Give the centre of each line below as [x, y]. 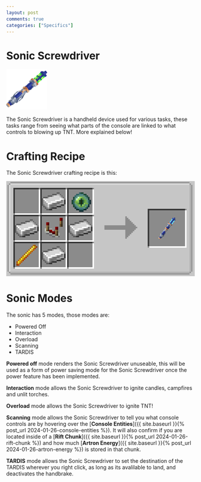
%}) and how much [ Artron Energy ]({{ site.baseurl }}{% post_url [112, 442]
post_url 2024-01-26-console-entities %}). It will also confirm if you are [94, 430]
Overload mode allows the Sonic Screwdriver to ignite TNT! [80, 406]
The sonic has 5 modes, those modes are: [58, 315]
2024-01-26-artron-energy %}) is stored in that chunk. [74, 449]
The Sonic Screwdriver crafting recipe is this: [62, 173]
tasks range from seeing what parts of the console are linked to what [91, 126]
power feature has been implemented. [53, 376]
